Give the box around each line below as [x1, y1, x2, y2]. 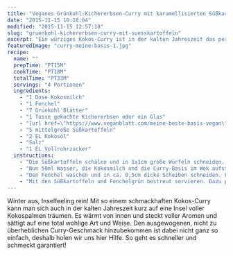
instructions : [13, 152, 54, 160]
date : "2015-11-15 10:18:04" [7, 17, 92, 24]
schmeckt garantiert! [7, 241, 67, 250]
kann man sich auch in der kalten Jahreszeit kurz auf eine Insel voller [7, 204, 205, 212]
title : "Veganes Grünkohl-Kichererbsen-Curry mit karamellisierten [7, 10, 207, 17]
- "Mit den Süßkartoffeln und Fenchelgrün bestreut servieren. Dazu [19, 178, 222, 185]
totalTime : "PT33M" [13, 74, 70, 82]
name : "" [13, 56, 39, 62]
